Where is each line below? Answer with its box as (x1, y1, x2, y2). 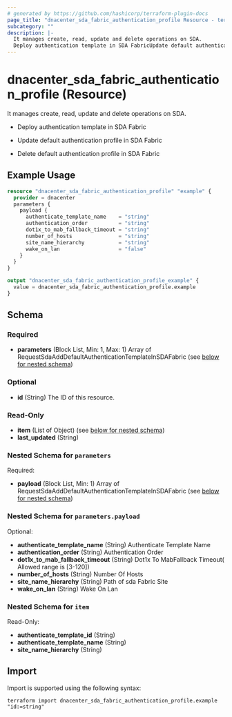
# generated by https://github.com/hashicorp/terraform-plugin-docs (7, 10, 209, 17)
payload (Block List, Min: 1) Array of (17, 480, 119, 488)
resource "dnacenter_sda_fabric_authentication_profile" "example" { (7, 188, 212, 195)
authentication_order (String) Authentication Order (17, 548, 164, 556)
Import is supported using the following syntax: (7, 684, 142, 692)
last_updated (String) (17, 433, 79, 442)
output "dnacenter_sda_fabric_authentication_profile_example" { (7, 277, 199, 284)
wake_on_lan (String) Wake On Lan (17, 585, 119, 593)
